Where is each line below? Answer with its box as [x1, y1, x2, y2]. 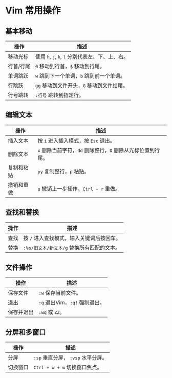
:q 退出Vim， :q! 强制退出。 [38, 299, 105, 306]
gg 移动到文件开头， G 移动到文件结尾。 [35, 82, 128, 89]
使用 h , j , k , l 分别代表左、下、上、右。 [35, 53, 129, 60]
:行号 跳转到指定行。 [35, 92, 84, 98]
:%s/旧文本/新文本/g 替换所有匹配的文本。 [23, 244, 121, 251]
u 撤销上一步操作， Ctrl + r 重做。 [37, 185, 121, 192]
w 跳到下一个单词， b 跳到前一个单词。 [35, 72, 125, 79]
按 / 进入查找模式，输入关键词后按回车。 [23, 234, 121, 242]
